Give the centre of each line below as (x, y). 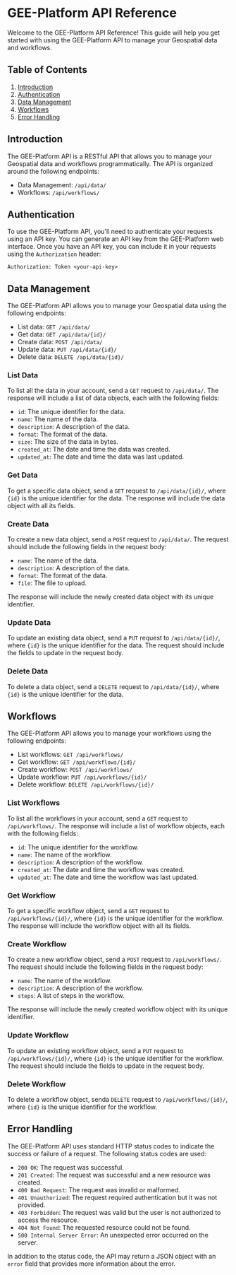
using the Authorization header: (54, 254)
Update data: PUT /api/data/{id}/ (67, 349)
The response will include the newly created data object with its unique (111, 597)
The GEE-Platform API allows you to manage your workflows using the (109, 734)
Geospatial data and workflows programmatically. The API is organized (110, 163)
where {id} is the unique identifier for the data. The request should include (116, 645)
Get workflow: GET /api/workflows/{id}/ (76, 762)
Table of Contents (48, 70)
